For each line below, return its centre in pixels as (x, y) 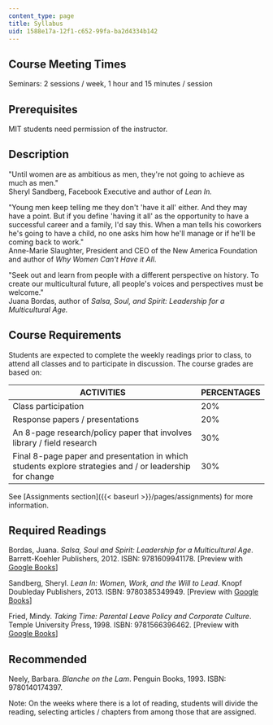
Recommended (48, 659)
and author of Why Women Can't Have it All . (82, 259)
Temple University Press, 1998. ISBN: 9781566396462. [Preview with (124, 625)
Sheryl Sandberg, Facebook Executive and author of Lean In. (110, 191)
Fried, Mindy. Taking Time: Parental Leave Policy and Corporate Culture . (130, 617)
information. (29, 505)
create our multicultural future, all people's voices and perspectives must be (136, 283)
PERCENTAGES (230, 392)
